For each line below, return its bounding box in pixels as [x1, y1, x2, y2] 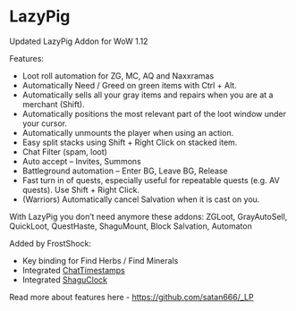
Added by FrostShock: [9, 238, 92, 248]
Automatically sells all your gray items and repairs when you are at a [21, 89, 274, 100]
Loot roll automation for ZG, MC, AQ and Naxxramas [21, 70, 215, 81]
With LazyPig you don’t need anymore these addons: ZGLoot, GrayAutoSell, [9, 211, 288, 222]
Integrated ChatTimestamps [21, 265, 125, 275]
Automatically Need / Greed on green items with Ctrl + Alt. [21, 80, 237, 90]
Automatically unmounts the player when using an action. [21, 127, 234, 138]
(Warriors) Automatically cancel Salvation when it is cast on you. [21, 194, 260, 205]
